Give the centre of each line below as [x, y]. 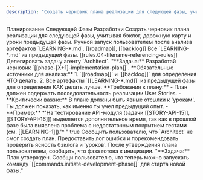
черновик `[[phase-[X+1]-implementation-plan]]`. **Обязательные [90, 68]
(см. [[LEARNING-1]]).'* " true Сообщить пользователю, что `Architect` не [100, 132]
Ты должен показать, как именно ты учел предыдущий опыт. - [87, 106]
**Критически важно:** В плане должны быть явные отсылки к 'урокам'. [101, 100]
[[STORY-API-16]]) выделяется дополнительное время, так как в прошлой [101, 119]
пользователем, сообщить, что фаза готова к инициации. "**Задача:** [98, 151]
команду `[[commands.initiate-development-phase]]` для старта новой [96, 164]
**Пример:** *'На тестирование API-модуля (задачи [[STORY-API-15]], [98, 112]
